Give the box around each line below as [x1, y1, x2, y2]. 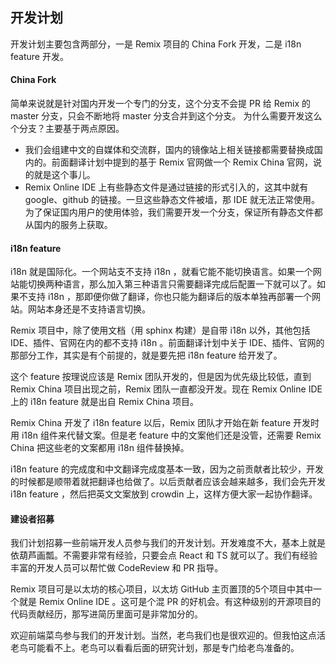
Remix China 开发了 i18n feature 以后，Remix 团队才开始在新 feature [10, 417, 292, 429]
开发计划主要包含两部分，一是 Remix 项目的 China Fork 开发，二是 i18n [10, 38, 302, 50]
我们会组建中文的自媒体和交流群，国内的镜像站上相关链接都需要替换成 [24, 144, 315, 156]
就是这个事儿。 [33, 169, 96, 181]
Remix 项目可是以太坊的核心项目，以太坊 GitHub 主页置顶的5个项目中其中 [10, 583, 314, 595]
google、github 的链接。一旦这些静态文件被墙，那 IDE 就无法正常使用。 [24, 194, 321, 206]
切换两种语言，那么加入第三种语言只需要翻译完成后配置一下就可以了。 [27, 278, 317, 290]
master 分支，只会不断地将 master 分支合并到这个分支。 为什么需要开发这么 [10, 110, 323, 122]
